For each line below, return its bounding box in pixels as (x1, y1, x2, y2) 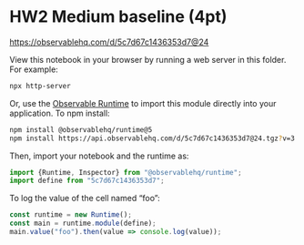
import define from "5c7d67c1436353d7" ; (9, 176, 166, 186)
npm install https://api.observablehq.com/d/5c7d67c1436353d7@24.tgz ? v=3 (9, 134, 296, 143)
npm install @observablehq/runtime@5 (9, 125, 153, 134)
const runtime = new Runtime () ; (9, 210, 132, 219)
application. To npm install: (9, 107, 111, 118)
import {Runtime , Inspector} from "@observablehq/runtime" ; (9, 168, 243, 177)
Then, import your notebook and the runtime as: (9, 150, 189, 161)
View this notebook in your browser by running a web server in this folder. (9, 54, 287, 65)
